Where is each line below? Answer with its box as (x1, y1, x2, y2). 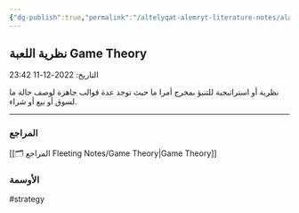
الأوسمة (9, 173, 40, 185)
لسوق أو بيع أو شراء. (9, 96, 77, 107)
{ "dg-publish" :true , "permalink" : (9, 12, 133, 22)
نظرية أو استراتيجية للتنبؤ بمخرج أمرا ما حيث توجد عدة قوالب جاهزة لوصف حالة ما (9, 86, 279, 98)
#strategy (9, 193, 45, 205)
